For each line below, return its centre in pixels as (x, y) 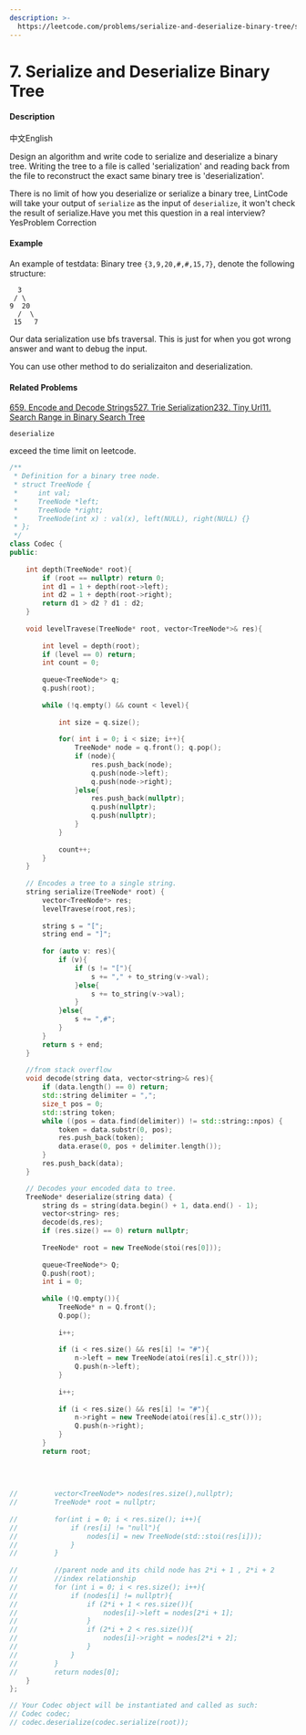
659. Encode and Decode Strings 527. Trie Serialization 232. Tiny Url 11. (140, 408)
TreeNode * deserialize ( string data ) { (99, 1197)
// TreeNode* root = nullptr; (83, 1502)
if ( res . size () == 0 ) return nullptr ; (116, 1231)
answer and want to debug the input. (78, 349)
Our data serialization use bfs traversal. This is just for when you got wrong (150, 340)
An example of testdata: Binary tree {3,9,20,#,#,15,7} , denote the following (152, 264)
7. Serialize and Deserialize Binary (140, 72)
